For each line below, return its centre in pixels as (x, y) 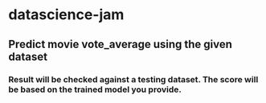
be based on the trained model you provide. (95, 89)
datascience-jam (66, 15)
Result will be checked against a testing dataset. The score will (133, 79)
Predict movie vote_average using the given (121, 44)
